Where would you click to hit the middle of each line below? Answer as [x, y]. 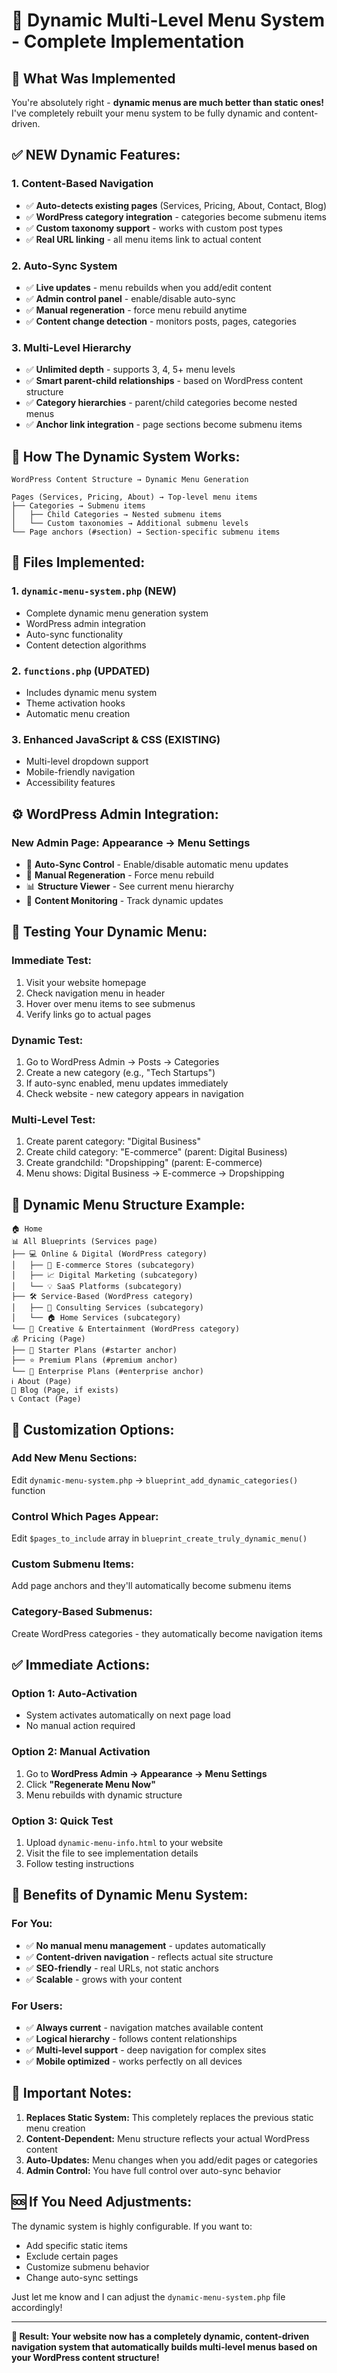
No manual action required [80, 1726]
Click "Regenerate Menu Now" [90, 1784]
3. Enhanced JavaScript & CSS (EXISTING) [116, 739]
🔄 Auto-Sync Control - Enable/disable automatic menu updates [157, 865]
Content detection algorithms [86, 645]
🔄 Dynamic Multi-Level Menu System [168, 20]
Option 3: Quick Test [62, 1821]
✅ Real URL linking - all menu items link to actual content [143, 239]
